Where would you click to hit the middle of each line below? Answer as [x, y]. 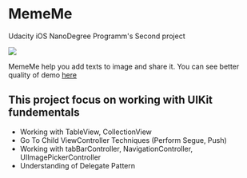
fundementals [44, 113]
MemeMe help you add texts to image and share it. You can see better [124, 66]
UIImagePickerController [60, 157]
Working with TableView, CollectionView [86, 132]
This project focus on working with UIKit [111, 100]
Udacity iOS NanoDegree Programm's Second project [97, 36]
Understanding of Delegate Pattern [78, 165]
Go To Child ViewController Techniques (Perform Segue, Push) [124, 140]
